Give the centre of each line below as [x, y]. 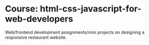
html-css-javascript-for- [91, 9]
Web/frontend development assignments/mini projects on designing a [75, 32]
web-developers [39, 19]
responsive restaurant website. [36, 37]
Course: [22, 9]
